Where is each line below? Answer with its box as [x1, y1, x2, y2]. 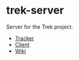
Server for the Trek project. [6, 23, 74, 30]
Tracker [14, 34, 34, 42]
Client [14, 41, 30, 48]
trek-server [6, 4, 64, 17]
